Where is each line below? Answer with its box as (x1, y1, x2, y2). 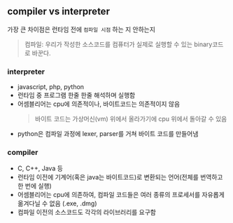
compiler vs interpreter (7, 6, 111, 18)
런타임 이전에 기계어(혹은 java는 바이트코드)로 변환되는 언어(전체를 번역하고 (17, 173, 223, 182)
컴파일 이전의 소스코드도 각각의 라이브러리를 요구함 (17, 208, 156, 217)
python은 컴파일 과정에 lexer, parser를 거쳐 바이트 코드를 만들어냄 (17, 130, 199, 138)
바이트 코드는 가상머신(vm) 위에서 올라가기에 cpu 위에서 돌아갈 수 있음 (34, 115, 227, 123)
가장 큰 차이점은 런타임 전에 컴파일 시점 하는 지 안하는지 (7, 25, 156, 34)
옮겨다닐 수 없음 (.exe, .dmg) (17, 199, 97, 208)
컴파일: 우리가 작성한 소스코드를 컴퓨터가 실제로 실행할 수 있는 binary (24, 40, 213, 48)
